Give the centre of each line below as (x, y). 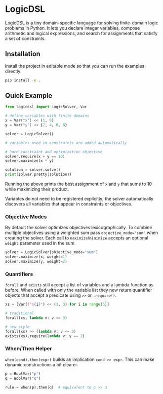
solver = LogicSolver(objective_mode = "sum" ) (52, 252)
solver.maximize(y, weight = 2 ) (36, 262)
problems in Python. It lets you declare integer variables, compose (73, 28)
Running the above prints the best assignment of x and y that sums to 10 (79, 184)
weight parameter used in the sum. (40, 243)
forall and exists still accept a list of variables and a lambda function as (79, 285)
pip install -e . (23, 80)
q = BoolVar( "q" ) (23, 378)
